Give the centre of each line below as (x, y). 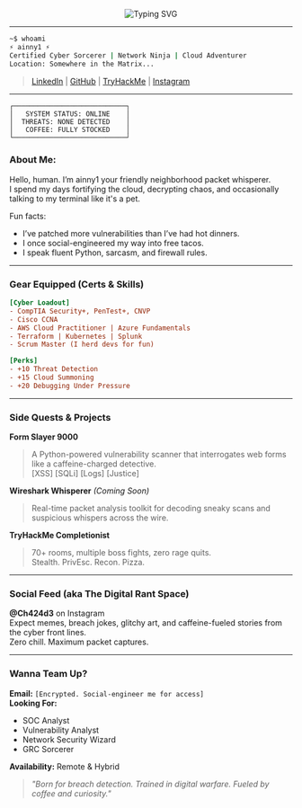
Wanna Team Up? (49, 674)
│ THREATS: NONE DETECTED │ (70, 121)
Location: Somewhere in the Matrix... (82, 64)
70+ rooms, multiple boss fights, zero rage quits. (121, 553)
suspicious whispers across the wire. (100, 518)
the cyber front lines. (48, 633)
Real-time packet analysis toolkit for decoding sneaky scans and (151, 509)
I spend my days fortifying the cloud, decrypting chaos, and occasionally (144, 189)
